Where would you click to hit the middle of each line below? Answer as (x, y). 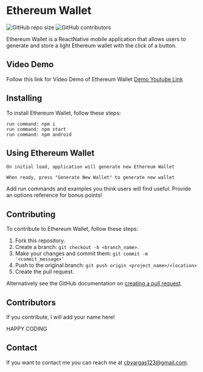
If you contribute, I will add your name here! (61, 317)
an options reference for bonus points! (54, 195)
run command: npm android (39, 135)
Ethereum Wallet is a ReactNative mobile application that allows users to (96, 39)
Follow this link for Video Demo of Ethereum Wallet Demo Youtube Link (95, 79)
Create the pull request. (45, 272)
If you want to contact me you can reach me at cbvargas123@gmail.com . (98, 362)
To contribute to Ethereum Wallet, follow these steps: (72, 229)
